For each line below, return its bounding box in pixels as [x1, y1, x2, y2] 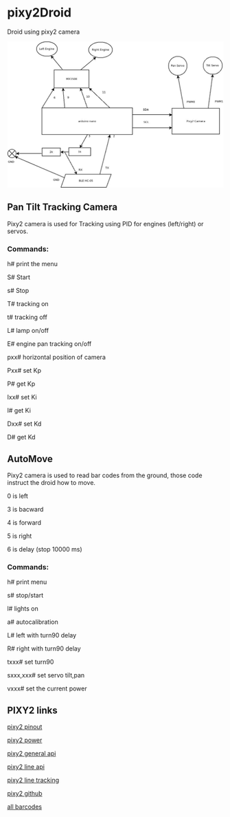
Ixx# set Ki [7, 393, 37, 402]
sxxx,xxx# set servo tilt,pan [7, 671, 85, 679]
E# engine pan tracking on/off [7, 340, 92, 348]
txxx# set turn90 [7, 658, 54, 666]
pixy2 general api [7, 750, 56, 758]
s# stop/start [7, 591, 44, 600]
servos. [7, 227, 29, 235]
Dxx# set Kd [7, 420, 42, 428]
